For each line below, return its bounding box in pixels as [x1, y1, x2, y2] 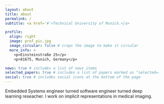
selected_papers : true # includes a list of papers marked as [5, 70, 134, 75]
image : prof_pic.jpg [9, 39, 51, 44]
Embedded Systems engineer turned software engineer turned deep [5, 88, 143, 94]
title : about [5, 12, 32, 17]
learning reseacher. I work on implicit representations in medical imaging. [5, 93, 152, 99]
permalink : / [5, 16, 32, 21]
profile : [5, 30, 23, 35]
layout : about [5, 7, 34, 12]
